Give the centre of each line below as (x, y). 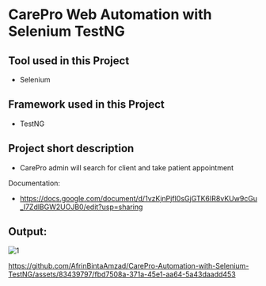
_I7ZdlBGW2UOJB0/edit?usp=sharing (81, 207)
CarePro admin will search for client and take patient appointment (127, 167)
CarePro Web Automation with (110, 15)
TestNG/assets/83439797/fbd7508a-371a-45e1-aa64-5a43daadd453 (122, 274)
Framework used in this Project (86, 105)
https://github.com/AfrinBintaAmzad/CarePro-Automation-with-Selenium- (129, 266)
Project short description (71, 149)
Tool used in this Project (69, 61)
